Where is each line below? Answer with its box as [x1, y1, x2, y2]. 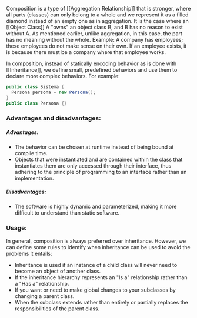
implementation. [14, 175, 54, 182]
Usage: [6, 224, 28, 232]
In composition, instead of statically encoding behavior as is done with [6, 60, 177, 67]
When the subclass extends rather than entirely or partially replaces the [14, 299, 188, 306]
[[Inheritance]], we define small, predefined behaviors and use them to [6, 66, 178, 73]
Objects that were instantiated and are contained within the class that [14, 156, 183, 163]
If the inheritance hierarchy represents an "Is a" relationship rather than [14, 273, 188, 281]
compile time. [14, 150, 48, 157]
